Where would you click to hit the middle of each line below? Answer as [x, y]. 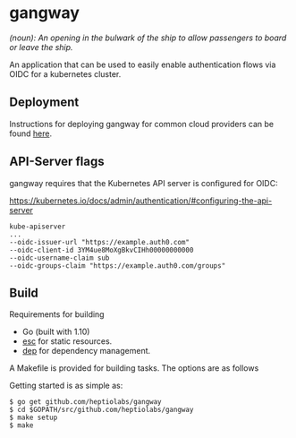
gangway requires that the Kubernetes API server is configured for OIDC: [144, 183]
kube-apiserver [38, 227]
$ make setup [34, 418]
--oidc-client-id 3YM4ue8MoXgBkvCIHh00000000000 [101, 250]
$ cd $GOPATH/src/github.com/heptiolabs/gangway [101, 410]
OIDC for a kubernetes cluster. [65, 73]
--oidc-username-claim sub [59, 258]
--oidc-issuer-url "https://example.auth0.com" [100, 242]
